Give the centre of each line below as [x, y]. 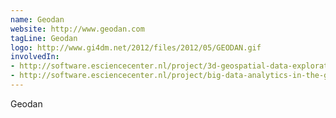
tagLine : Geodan [44, 38]
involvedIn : [35, 57]
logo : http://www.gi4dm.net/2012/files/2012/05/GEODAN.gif [136, 47]
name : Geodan [37, 19]
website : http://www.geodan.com [77, 29]
